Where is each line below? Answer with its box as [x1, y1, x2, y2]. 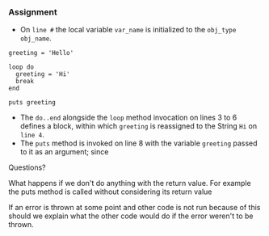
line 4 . [19, 130, 44, 140]
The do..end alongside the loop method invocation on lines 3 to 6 [19, 112, 237, 123]
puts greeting [8, 99, 57, 107]
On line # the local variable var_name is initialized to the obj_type [19, 25, 237, 35]
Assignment [8, 6, 58, 18]
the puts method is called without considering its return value [8, 187, 212, 196]
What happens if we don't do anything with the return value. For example [8, 179, 252, 188]
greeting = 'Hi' [15, 70, 70, 78]
